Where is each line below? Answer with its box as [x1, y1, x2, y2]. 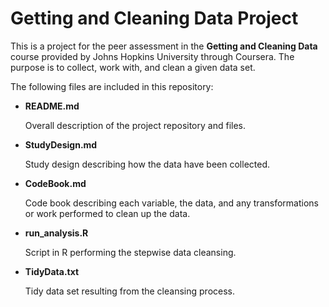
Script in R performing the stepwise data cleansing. [24, 246, 237, 258]
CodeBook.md [24, 177, 87, 189]
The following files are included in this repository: [10, 80, 214, 92]
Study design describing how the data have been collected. [24, 158, 271, 170]
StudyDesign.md [24, 138, 98, 151]
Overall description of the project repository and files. [24, 119, 246, 131]
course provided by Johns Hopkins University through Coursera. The [10, 50, 295, 62]
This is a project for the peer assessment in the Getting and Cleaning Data [10, 40, 318, 52]
